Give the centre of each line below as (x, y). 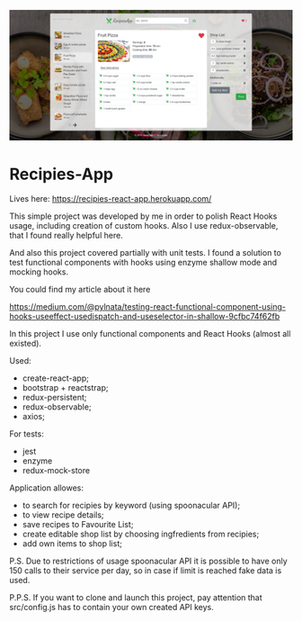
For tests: (27, 434)
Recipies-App (62, 174)
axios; (33, 417)
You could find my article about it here (80, 290)
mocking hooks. (39, 272)
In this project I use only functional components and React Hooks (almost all (150, 334)
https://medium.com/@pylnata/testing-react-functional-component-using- (147, 307)
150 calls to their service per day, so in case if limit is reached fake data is (146, 571)
